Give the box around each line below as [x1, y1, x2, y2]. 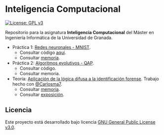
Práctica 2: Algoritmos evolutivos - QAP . [12, 60, 94, 66]
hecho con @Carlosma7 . [12, 81, 63, 87]
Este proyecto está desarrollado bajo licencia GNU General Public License [5, 119, 156, 125]
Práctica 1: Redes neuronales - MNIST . [12, 44, 91, 50]
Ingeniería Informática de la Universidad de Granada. [5, 35, 113, 41]
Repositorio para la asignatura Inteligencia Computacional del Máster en [5, 29, 154, 35]
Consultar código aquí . [19, 49, 66, 55]
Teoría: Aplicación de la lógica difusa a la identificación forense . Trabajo [12, 76, 159, 82]
